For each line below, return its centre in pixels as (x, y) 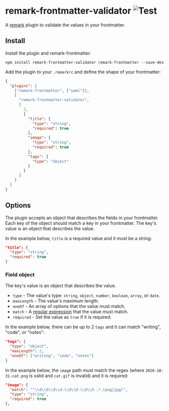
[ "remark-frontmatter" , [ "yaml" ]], (52, 91)
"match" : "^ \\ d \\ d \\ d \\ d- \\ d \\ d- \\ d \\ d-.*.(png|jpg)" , (69, 390)
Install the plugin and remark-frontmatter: (48, 53)
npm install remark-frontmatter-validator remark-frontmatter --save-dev (85, 62)
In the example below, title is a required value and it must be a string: (79, 238)
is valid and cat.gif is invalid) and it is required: (79, 375)
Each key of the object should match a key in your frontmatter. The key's (81, 223)
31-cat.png (17, 376)
